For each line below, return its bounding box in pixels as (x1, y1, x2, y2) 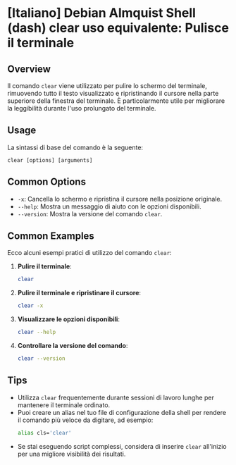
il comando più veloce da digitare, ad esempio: (17, 416, 154, 424)
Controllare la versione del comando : (17, 342, 128, 350)
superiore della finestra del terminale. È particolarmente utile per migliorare (7, 97, 225, 105)
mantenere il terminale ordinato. (17, 400, 111, 409)
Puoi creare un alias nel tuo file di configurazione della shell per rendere (17, 408, 227, 416)
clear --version (17, 355, 66, 362)
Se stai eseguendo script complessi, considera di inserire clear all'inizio (17, 442, 227, 450)
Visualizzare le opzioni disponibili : (17, 315, 120, 323)
